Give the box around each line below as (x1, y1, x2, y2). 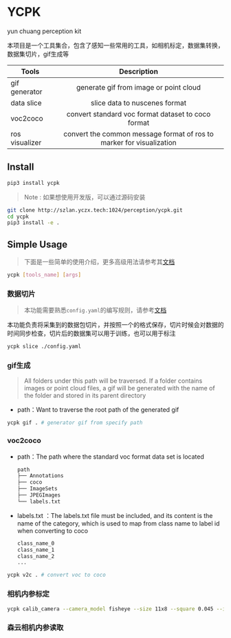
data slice (10, 98, 43, 108)
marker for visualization (100, 137, 177, 147)
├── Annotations (16, 472, 64, 479)
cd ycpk (7, 213, 30, 220)
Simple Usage (7, 239, 68, 250)
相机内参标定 (7, 589, 50, 599)
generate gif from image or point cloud (76, 82, 201, 92)
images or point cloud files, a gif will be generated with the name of (23, 384, 215, 392)
